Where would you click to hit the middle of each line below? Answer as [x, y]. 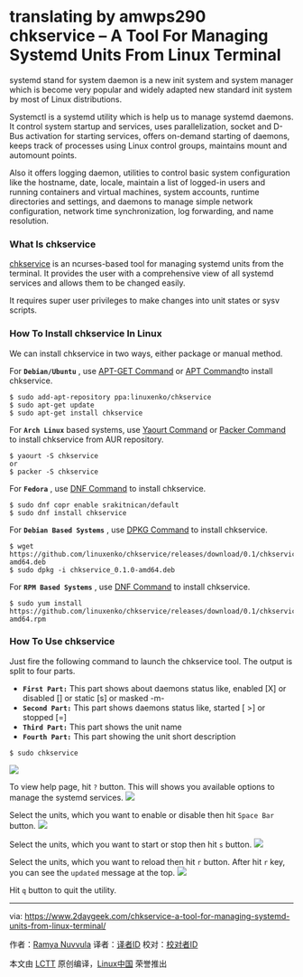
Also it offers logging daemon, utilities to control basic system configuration [150, 173]
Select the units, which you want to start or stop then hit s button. [131, 844]
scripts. [23, 310]
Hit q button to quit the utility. [63, 890]
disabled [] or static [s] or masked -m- [93, 698]
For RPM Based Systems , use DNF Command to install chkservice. [130, 587]
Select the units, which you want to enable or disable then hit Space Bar [142, 814]
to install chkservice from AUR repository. [87, 439]
